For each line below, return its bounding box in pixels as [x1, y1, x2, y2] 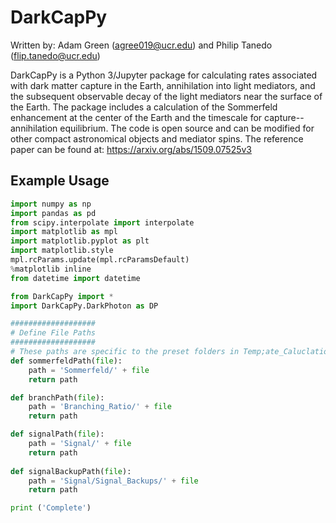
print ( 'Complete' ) [10, 503, 92, 513]
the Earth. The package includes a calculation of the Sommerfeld [10, 101, 278, 113]
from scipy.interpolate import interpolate [10, 217, 195, 228]
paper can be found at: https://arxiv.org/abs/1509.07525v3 [10, 143, 253, 155]
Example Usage [10, 172, 110, 190]
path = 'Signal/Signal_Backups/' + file [28, 476, 199, 486]
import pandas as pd [10, 208, 97, 218]
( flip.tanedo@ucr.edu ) [10, 49, 101, 61]
